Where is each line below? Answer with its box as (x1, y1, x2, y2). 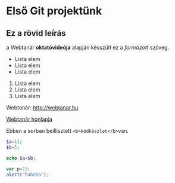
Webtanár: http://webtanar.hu (6, 104, 79, 111)
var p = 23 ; (6, 166, 31, 172)
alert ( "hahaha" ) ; (6, 172, 49, 178)
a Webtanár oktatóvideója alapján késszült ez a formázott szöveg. (6, 44, 170, 51)
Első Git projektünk (6, 4, 102, 18)
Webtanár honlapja (6, 115, 52, 123)
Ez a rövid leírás (6, 28, 67, 38)
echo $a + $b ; (6, 155, 36, 161)
